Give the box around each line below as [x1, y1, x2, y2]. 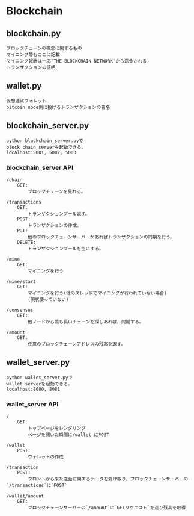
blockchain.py [6, 28, 61, 39]
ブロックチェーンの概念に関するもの [6, 45, 82, 51]
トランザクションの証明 [6, 64, 56, 70]
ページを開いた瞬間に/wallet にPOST [28, 432, 109, 438]
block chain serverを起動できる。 [6, 144, 86, 150]
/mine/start [6, 278, 36, 284]
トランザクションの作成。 [28, 222, 82, 228]
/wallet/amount [6, 493, 44, 499]
